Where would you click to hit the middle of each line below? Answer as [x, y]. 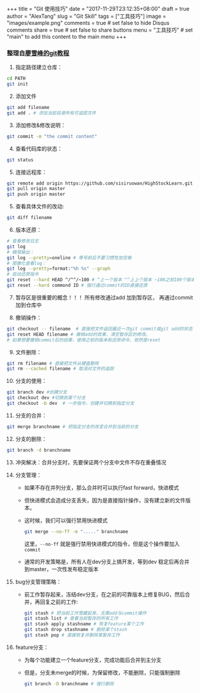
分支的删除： [31, 439]
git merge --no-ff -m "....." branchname [76, 532]
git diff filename [29, 218]
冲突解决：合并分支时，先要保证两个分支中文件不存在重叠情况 [91, 462]
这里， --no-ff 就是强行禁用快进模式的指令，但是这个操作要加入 [102, 544]
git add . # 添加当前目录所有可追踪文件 [52, 113]
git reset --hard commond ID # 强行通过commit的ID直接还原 [77, 285]
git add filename [28, 108]
